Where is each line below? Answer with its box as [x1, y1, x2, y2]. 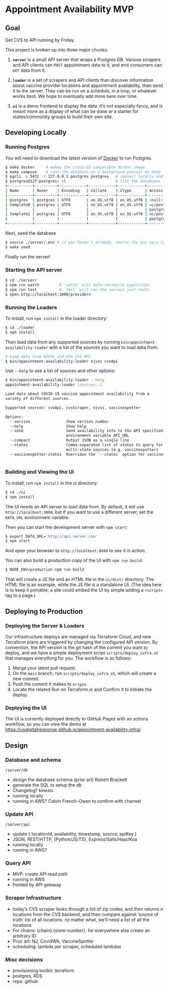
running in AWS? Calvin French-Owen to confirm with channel [12, 798, 141, 804]
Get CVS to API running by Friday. [5, 37, 75, 43]
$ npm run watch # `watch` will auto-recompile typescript [5, 282, 150, 287]
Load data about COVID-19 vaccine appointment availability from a [5, 391, 150, 397]
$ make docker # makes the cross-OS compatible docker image [5, 165, 145, 170]
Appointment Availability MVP [5, 4, 134, 15]
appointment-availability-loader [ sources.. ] [5, 382, 102, 387]
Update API [5, 810, 34, 817]
